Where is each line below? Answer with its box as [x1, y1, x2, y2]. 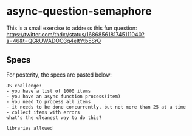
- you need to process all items [6, 98, 91, 104]
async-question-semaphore [6, 4, 152, 18]
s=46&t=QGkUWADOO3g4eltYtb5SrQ [6, 37, 101, 44]
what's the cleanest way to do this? [6, 114, 102, 121]
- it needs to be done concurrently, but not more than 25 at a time [6, 104, 187, 110]
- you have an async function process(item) [6, 93, 121, 100]
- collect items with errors [6, 109, 80, 115]
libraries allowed [6, 125, 53, 131]
